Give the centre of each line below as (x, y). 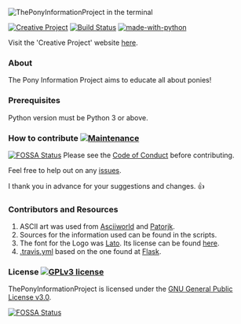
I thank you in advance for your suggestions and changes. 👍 (107, 186)
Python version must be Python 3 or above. (79, 117)
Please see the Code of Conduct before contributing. (149, 155)
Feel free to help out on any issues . (65, 170)
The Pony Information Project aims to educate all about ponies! (110, 80)
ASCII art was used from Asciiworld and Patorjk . (97, 226)
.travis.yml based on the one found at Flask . (90, 252)
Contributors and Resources (63, 209)
